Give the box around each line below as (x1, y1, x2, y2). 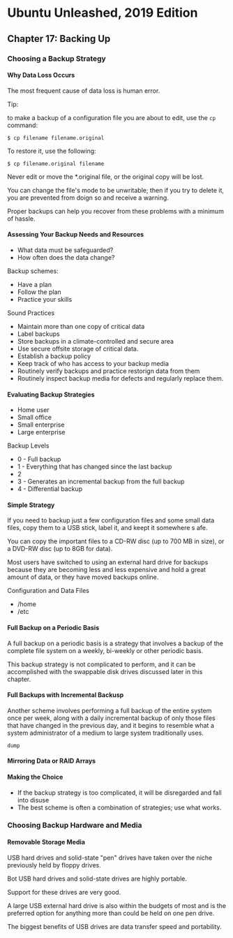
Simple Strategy (7, 501, 55, 509)
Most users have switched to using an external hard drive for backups (7, 558, 209, 566)
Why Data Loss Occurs (7, 71, 75, 80)
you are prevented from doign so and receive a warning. (7, 193, 169, 202)
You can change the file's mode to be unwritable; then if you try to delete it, (7, 186, 225, 194)
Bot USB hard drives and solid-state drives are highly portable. (7, 874, 187, 883)
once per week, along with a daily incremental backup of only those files (7, 714, 216, 722)
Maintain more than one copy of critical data (17, 322, 145, 330)
